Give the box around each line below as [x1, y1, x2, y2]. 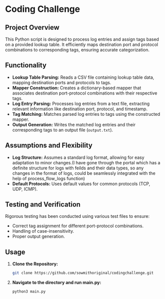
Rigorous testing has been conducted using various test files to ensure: [5, 213, 150, 219]
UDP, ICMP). [12, 186, 38, 192]
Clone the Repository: [12, 261, 58, 267]
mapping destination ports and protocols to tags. [12, 79, 112, 85]
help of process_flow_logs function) [12, 175, 85, 181]
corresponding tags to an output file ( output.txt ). [12, 127, 113, 133]
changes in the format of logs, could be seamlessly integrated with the [12, 170, 156, 176]
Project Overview [5, 23, 60, 32]
